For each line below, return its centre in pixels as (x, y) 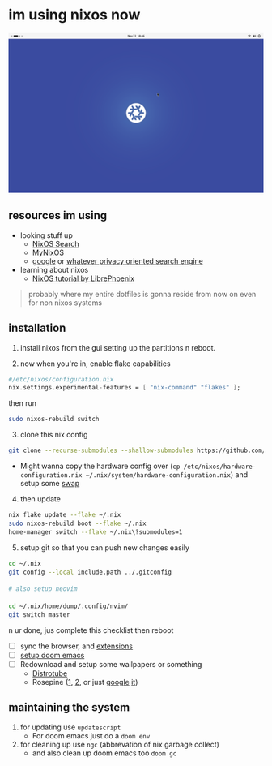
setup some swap (50, 484)
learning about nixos (54, 269)
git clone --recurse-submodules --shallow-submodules (101, 451)
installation (37, 328)
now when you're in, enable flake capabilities (96, 364)
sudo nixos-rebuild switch (54, 420)
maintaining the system (69, 708)
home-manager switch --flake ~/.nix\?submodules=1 (96, 532)
